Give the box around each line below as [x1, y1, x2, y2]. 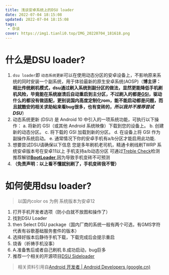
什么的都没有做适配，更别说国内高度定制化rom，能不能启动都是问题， [12, 97, 159, 103]
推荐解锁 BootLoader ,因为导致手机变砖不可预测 [12, 154, 110, 160]
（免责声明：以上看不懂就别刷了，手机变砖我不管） [12, 161, 119, 167]
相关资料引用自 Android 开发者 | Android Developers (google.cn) [17, 264, 151, 270]
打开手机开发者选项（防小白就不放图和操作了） [12, 209, 110, 215]
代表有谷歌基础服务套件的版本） [12, 227, 79, 233]
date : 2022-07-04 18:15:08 [5, 12, 62, 17]
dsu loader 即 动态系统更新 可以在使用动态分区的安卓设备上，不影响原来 [12, 72, 157, 78]
